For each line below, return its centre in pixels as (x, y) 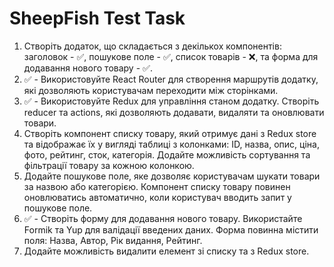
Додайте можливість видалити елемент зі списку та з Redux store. (166, 251)
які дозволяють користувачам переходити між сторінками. (151, 90)
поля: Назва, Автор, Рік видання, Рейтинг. (113, 240)
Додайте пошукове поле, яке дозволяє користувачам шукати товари (172, 176)
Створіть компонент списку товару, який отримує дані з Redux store (170, 133)
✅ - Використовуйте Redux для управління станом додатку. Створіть (171, 101)
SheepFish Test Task (97, 18)
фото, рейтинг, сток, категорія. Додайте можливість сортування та (167, 154)
